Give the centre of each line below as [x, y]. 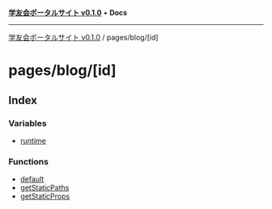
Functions [28, 161]
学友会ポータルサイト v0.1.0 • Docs [68, 13]
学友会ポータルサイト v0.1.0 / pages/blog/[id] [84, 37]
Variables [28, 123]
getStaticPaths [45, 188]
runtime [33, 140]
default [32, 179]
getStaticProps [45, 196]
